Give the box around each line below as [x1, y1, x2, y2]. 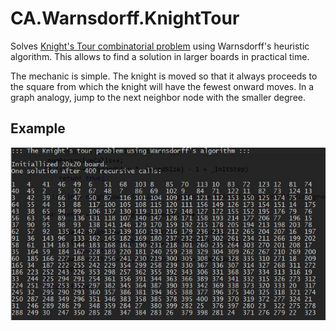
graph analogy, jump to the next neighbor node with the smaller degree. [10, 91, 307, 103]
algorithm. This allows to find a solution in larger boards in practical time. [10, 50, 310, 62]
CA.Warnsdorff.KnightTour [10, 7, 240, 30]
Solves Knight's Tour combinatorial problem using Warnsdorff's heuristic [10, 40, 310, 52]
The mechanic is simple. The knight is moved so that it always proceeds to [10, 70, 318, 82]
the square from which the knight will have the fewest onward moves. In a [10, 80, 315, 92]
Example [10, 120, 66, 137]
